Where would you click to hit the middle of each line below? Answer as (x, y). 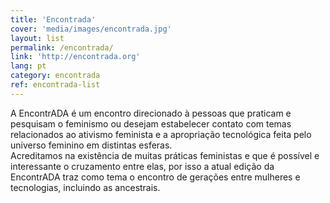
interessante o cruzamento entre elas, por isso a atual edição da (142, 166)
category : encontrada (55, 76)
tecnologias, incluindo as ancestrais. (85, 187)
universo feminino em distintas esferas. (91, 145)
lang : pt (28, 66)
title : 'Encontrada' (53, 19)
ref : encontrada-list (55, 85)
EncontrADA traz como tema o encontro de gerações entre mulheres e (155, 177)
